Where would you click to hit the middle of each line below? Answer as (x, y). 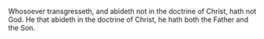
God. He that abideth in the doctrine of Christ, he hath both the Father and (128, 19)
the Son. (22, 28)
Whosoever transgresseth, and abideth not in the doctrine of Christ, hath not (132, 11)
